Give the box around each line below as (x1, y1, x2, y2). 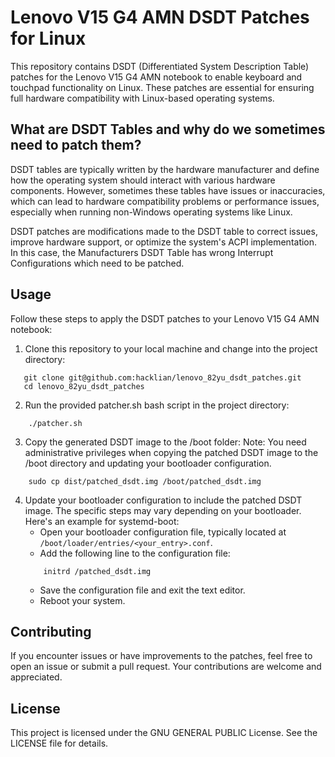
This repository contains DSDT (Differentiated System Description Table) (10, 60, 310, 72)
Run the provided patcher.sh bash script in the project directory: (24, 399, 290, 411)
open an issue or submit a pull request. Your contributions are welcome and (10, 661, 322, 673)
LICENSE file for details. (10, 737, 109, 750)
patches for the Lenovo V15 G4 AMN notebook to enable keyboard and (10, 71, 303, 83)
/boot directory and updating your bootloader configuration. (24, 457, 272, 469)
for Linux (10, 27, 87, 50)
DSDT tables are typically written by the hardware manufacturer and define (10, 163, 320, 175)
